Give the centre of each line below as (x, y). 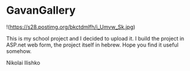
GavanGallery (41, 10)
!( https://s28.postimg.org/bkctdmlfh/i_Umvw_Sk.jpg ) (71, 27)
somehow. (19, 51)
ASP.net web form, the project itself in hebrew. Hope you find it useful (92, 45)
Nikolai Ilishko (23, 63)
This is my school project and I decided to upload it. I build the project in (95, 38)
